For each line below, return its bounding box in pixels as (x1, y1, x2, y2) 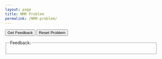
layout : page (5, 7, 31, 12)
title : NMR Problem (5, 12, 44, 16)
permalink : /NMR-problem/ (5, 16, 57, 21)
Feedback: (10, 40, 31, 46)
